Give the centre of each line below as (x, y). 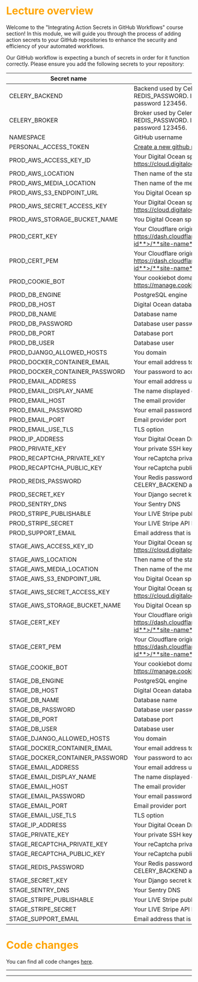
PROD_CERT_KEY (33, 236)
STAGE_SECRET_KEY (38, 880)
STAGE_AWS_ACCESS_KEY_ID (51, 546)
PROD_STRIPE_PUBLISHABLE (50, 513)
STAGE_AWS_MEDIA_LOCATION (54, 569)
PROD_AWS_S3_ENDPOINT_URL (54, 192)
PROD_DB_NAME (33, 314)
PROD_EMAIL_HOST (37, 400)
